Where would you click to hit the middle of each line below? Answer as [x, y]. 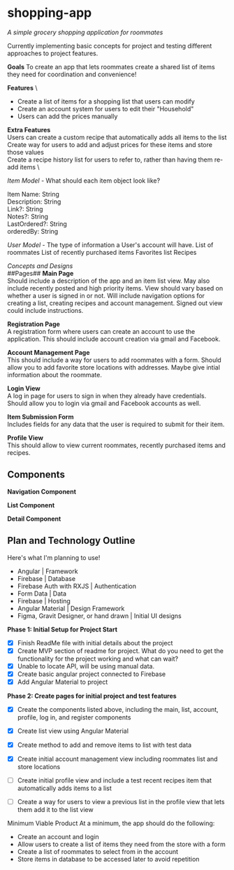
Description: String [34, 202]
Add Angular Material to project [63, 682]
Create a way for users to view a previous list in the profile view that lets [121, 802]
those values [25, 152]
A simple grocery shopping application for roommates [85, 32]
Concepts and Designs [40, 266]
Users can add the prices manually [67, 116]
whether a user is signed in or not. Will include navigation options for [106, 295]
